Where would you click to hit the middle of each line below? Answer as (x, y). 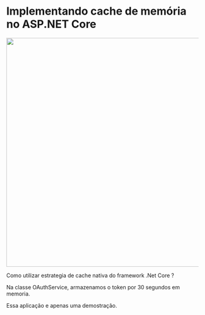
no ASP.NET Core (51, 24)
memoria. (18, 294)
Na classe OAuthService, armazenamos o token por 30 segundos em (93, 287)
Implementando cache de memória (97, 11)
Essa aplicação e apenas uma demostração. (62, 305)
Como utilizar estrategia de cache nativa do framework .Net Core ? (90, 275)
